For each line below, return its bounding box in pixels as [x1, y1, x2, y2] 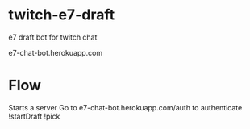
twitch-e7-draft [8, 6, 115, 24]
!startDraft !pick [8, 111, 60, 121]
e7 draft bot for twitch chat [8, 32, 98, 42]
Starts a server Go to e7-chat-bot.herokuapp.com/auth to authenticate [8, 102, 243, 112]
